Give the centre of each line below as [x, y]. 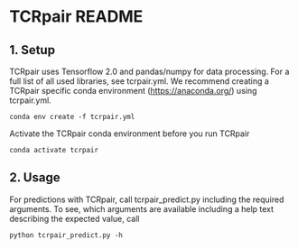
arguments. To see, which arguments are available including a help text [141, 208]
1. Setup [33, 50]
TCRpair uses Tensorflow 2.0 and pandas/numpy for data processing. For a [149, 71]
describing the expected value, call [74, 218]
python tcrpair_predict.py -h [66, 235]
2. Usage [35, 178]
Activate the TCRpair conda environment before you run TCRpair [130, 134]
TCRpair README [76, 17]
